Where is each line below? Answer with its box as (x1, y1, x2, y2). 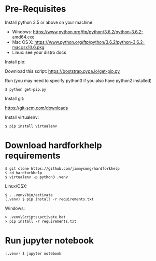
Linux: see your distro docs (12, 49, 67, 55)
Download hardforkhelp (5, 140, 102, 151)
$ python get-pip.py (5, 87, 47, 92)
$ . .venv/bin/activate (5, 193, 53, 197)
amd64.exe (12, 34, 35, 40)
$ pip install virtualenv (5, 124, 57, 129)
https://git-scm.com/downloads (5, 105, 68, 111)
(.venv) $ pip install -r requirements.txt (5, 196, 94, 202)
